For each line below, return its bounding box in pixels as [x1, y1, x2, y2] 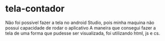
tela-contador [5, 3, 65, 14]
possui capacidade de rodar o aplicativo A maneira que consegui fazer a [5, 24, 156, 30]
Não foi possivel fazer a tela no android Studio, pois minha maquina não [5, 19, 155, 25]
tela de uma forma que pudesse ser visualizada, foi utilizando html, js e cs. [5, 30, 160, 36]
